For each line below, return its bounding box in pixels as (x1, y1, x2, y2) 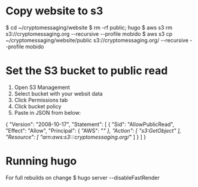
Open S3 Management (14, 84, 70, 91)
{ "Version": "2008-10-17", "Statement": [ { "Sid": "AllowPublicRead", (5, 121, 175, 128)
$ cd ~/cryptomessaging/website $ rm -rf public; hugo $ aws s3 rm (5, 24, 173, 31)
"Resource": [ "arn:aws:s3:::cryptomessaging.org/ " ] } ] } (5, 133, 147, 140)
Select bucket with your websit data (14, 90, 103, 97)
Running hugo (5, 154, 77, 168)
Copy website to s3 (5, 4, 103, 18)
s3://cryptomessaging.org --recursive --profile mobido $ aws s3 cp (5, 30, 173, 37)
